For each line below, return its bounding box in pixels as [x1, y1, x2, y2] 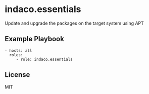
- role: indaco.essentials [16, 57, 73, 62]
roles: [9, 52, 23, 57]
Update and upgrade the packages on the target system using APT [5, 20, 144, 26]
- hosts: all [5, 48, 32, 53]
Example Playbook [5, 35, 64, 43]
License [5, 70, 30, 79]
